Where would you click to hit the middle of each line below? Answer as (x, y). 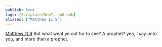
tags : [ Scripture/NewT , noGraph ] (40, 15)
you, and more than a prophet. (37, 39)
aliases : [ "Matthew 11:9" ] (34, 19)
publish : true (20, 10)
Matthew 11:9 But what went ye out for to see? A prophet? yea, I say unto (81, 34)
